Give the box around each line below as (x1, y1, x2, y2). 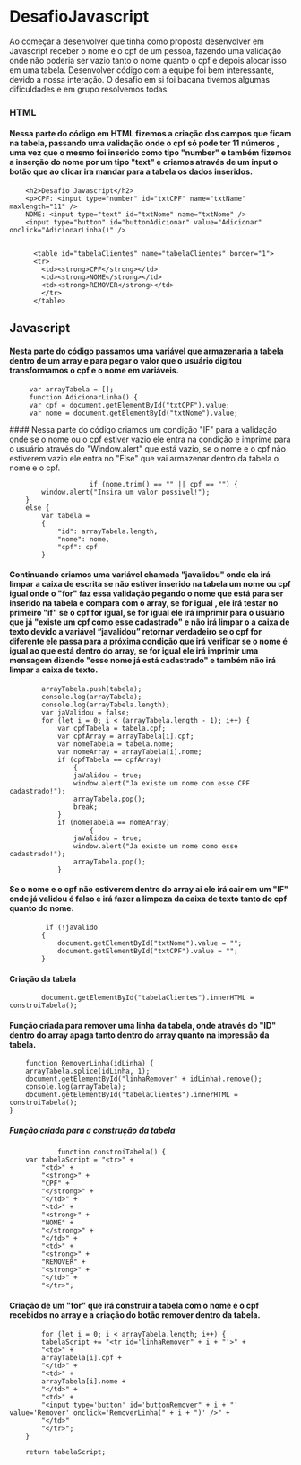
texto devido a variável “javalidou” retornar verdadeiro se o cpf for (9, 627, 262, 637)
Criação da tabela (9, 973, 77, 984)
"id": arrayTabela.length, (56, 527, 159, 536)
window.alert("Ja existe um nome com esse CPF (73, 778, 251, 787)
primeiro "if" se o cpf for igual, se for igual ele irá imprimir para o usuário (9, 608, 285, 618)
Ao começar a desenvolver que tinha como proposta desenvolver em (9, 36, 264, 47)
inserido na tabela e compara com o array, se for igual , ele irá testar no (9, 598, 279, 609)
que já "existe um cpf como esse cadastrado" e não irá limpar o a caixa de (9, 617, 290, 627)
